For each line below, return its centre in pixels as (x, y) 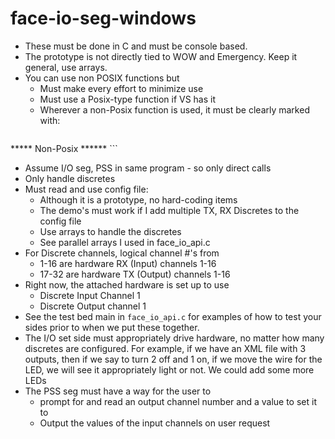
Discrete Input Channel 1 (90, 295)
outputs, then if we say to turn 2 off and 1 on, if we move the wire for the (173, 359)
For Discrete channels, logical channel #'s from (122, 253)
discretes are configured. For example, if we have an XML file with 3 (165, 348)
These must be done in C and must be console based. (136, 46)
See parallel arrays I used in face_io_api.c (125, 242)
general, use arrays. (66, 67)
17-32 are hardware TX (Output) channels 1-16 (135, 274)
